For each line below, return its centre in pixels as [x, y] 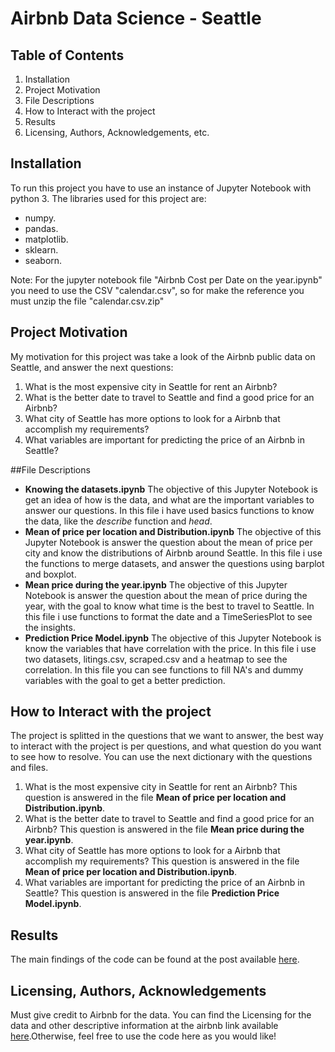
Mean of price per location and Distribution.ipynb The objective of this [173, 531]
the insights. [50, 627]
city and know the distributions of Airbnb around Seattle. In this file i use [173, 553]
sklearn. [41, 249]
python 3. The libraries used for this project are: [108, 198]
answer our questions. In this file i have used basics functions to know [169, 510]
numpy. [40, 218]
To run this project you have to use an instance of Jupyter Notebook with [161, 188]
